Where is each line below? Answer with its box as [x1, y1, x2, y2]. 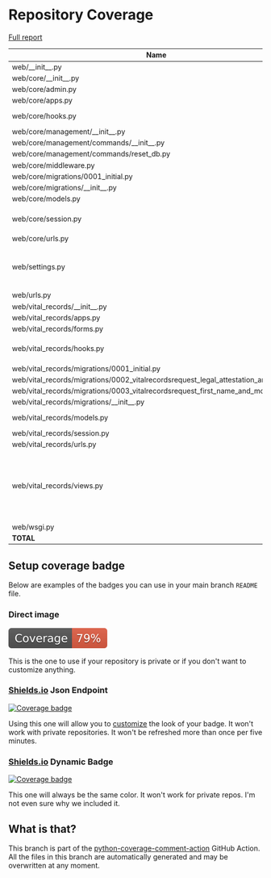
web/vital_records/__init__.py [11, 301, 107, 311]
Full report [8, 32, 43, 42]
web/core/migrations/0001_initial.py [11, 171, 133, 181]
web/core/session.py [11, 214, 82, 224]
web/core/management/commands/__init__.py [11, 138, 165, 148]
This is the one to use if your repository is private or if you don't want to [8, 656, 247, 666]
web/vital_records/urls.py [11, 440, 97, 449]
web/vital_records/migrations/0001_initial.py [11, 363, 161, 373]
